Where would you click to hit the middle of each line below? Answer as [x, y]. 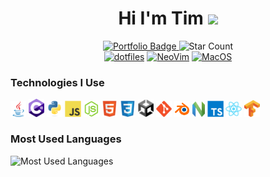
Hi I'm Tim [161, 18]
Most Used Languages [66, 139]
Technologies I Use [57, 82]
